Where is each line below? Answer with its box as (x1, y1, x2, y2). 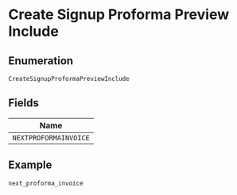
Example (8, 159, 52, 172)
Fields (8, 97, 40, 110)
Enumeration (8, 54, 74, 67)
